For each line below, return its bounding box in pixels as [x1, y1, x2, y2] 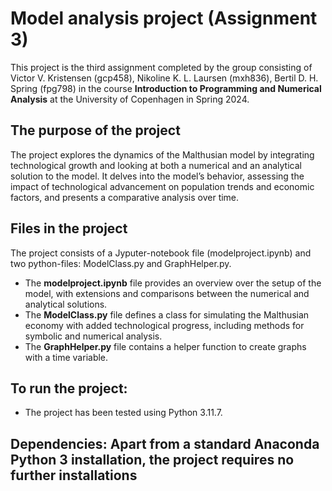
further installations [10, 467, 138, 484]
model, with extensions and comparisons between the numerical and [24, 287, 310, 299]
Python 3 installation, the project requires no [10, 451, 295, 468]
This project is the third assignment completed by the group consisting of [10, 61, 313, 73]
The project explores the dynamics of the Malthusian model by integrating [10, 148, 315, 161]
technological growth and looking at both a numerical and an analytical [10, 159, 302, 171]
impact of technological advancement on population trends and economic [10, 180, 315, 192]
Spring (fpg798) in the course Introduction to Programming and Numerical [10, 82, 322, 94]
